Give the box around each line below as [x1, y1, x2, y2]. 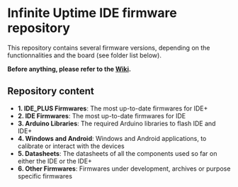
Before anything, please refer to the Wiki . [7, 64, 131, 73]
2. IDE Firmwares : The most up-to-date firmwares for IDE [17, 111, 186, 120]
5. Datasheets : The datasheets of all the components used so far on [17, 149, 217, 157]
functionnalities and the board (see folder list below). [7, 51, 161, 59]
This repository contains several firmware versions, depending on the [7, 43, 210, 52]
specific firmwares [17, 171, 73, 180]
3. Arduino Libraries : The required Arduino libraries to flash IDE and [17, 119, 216, 127]
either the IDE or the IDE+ [17, 157, 92, 165]
